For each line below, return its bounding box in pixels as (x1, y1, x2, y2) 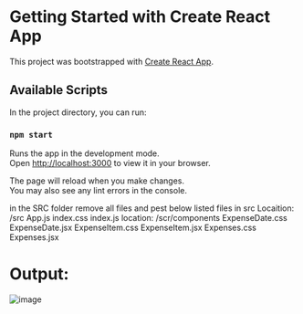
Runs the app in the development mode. (9, 148, 160, 159)
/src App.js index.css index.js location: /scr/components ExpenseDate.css (9, 213, 287, 224)
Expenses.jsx (9, 232, 59, 243)
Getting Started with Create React (9, 6, 271, 27)
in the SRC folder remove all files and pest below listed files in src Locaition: (9, 203, 295, 214)
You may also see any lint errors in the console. (9, 185, 187, 196)
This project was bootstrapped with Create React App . (9, 56, 214, 67)
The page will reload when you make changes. (9, 175, 185, 186)
